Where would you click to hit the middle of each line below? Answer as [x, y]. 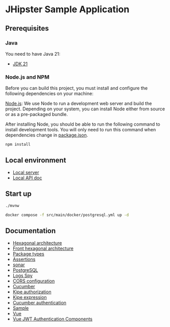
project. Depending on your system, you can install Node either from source [85, 109]
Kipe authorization [32, 292]
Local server [26, 172]
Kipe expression [30, 297]
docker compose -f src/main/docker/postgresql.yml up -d [67, 215]
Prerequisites [27, 28]
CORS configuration [34, 281]
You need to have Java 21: [33, 54]
